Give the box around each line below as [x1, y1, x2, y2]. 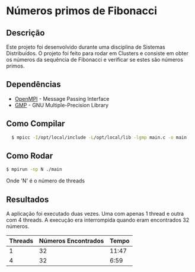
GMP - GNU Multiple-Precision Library [14, 101, 108, 108]
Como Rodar [6, 151, 53, 161]
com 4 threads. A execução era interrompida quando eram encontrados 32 [6, 216, 190, 223]
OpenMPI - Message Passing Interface [14, 95, 110, 102]
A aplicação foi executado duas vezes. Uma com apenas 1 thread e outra [6, 210, 184, 217]
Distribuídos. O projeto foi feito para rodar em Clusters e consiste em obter [6, 50, 188, 57]
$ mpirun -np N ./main [6, 167, 62, 172]
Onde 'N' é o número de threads [6, 177, 85, 184]
